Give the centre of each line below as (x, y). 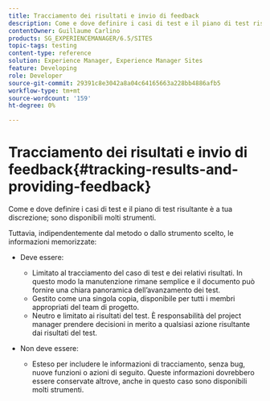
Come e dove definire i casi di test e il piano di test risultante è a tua (121, 209)
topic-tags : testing (43, 46)
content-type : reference (50, 53)
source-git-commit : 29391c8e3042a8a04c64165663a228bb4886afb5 (115, 83)
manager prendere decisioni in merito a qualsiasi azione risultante (141, 325)
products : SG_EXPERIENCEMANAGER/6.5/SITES (80, 38)
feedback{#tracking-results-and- (123, 169)
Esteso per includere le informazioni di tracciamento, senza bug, (139, 364)
